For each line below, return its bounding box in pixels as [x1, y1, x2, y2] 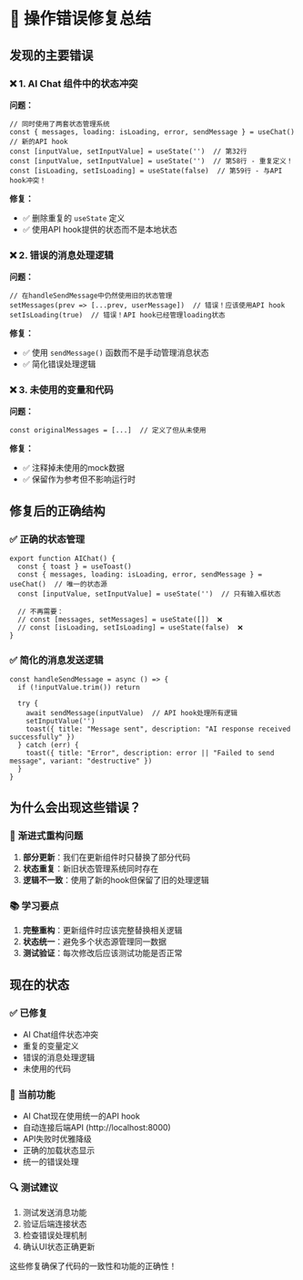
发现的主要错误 [9, 47, 94, 63]
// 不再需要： [17, 608, 65, 617]
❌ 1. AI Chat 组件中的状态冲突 [9, 77, 138, 89]
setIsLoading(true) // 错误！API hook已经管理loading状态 [9, 311, 226, 320]
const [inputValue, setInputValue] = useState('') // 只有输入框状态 [17, 589, 281, 598]
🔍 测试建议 [9, 1181, 59, 1194]
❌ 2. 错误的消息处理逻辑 [9, 248, 114, 261]
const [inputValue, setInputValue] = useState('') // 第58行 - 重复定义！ [9, 156, 294, 165]
